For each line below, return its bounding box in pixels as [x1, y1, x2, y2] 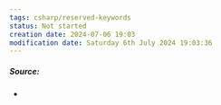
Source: [9, 66, 41, 76]
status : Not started [9, 22, 88, 31]
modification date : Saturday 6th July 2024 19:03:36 [9, 38, 213, 48]
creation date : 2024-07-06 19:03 [9, 30, 136, 39]
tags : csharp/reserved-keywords [9, 13, 131, 22]
